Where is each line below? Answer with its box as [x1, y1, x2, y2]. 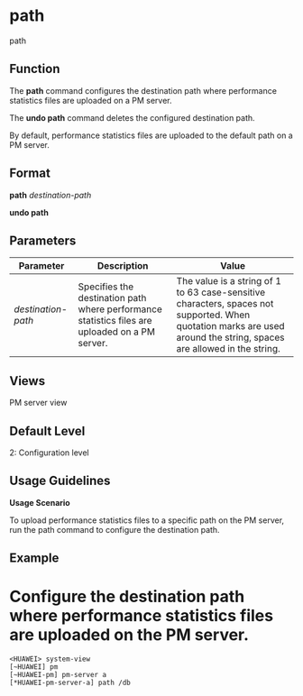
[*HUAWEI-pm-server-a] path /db [9, 678, 131, 688]
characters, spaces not [176, 298, 274, 310]
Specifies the [78, 280, 134, 293]
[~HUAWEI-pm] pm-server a [9, 671, 106, 680]
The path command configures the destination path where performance [9, 85, 278, 96]
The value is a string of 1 [176, 275, 282, 288]
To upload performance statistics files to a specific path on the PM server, [9, 515, 285, 526]
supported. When [176, 308, 251, 321]
